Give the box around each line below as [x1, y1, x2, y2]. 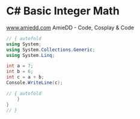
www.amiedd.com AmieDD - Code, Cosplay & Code [6, 24, 134, 31]
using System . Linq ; [6, 52, 55, 58]
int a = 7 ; [6, 63, 34, 69]
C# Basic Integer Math [6, 4, 120, 18]
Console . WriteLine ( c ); [6, 80, 63, 86]
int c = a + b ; [6, 74, 44, 80]
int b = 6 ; [6, 69, 34, 75]
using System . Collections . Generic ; [6, 47, 96, 53]
